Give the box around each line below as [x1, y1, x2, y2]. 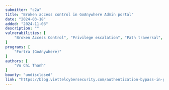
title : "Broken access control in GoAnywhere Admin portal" [5, 12, 134, 17]
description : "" [5, 26, 39, 31]
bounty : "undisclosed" [5, 72, 53, 77]
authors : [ [5, 58, 28, 63]
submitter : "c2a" [5, 7, 42, 12]
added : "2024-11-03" [5, 21, 49, 26]
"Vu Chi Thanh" [14, 63, 46, 68]
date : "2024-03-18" [5, 16, 46, 21]
